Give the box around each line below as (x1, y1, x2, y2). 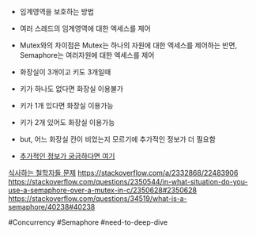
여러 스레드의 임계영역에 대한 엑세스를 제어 (19, 24, 152, 33)
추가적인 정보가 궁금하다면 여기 (19, 151, 115, 161)
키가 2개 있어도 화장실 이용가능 (19, 118, 115, 127)
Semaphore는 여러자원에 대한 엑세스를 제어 (19, 51, 155, 59)
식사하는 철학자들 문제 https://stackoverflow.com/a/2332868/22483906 (8, 169, 239, 177)
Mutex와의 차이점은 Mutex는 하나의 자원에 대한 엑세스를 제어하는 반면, (19, 40, 238, 50)
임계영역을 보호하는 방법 (19, 7, 95, 16)
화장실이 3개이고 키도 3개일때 (19, 67, 111, 77)
